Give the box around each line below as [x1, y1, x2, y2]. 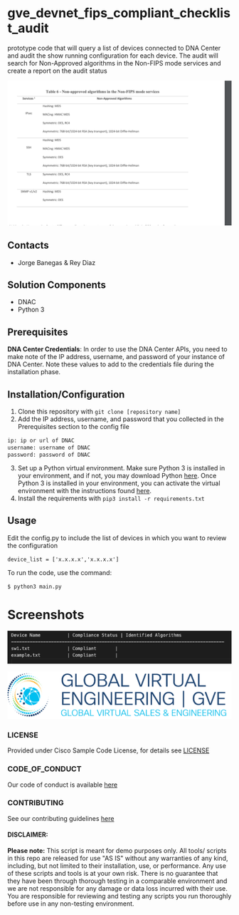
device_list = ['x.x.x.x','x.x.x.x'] [7, 556, 119, 563]
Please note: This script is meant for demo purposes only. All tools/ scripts [7, 847, 227, 855]
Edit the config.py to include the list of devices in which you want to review [7, 533, 227, 542]
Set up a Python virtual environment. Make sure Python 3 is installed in [17, 464, 225, 472]
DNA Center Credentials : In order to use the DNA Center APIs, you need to [7, 345, 228, 353]
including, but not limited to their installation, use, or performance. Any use [7, 862, 226, 870]
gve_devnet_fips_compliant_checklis [7, 5, 231, 21]
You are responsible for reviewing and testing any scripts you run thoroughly [7, 892, 232, 901]
